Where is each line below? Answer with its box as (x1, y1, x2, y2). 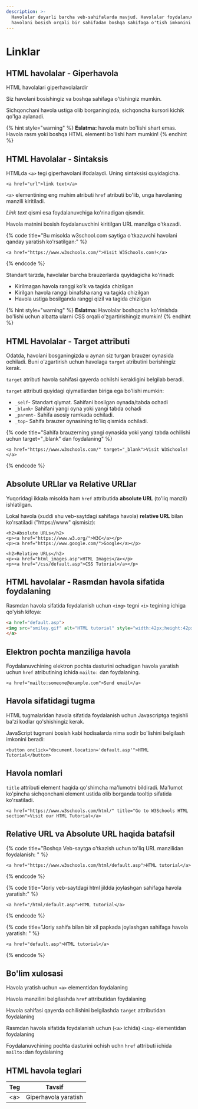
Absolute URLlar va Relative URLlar (6, 479, 137, 489)
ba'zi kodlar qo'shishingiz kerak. (6, 718, 84, 725)
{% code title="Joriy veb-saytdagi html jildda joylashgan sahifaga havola (6, 884, 181, 891)
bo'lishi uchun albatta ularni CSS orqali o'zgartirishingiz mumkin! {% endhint (6, 313, 191, 320)
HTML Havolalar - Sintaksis (6, 154, 108, 164)
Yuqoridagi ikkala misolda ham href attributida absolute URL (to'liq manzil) (6, 494, 187, 501)
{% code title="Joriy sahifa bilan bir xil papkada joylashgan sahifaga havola (6, 923, 189, 930)
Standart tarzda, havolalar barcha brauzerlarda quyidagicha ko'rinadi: (6, 272, 175, 279)
